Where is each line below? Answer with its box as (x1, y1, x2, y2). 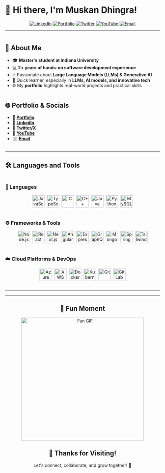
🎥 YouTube (12, 130, 35, 136)
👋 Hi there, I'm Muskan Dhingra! (5, 4, 137, 16)
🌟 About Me (5, 44, 42, 52)
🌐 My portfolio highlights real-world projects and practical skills (12, 82, 142, 88)
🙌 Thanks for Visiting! (49, 449, 116, 458)
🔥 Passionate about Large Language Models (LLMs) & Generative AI (12, 71, 152, 78)
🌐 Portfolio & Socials (5, 101, 69, 110)
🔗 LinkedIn (12, 119, 34, 125)
